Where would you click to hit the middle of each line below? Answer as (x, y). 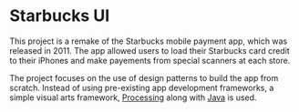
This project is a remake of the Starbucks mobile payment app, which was (149, 41)
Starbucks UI (60, 16)
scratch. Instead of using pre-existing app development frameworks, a (142, 87)
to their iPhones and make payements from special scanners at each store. (150, 60)
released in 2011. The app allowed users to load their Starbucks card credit (149, 50)
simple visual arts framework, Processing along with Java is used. (133, 97)
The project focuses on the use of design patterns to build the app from (144, 77)
